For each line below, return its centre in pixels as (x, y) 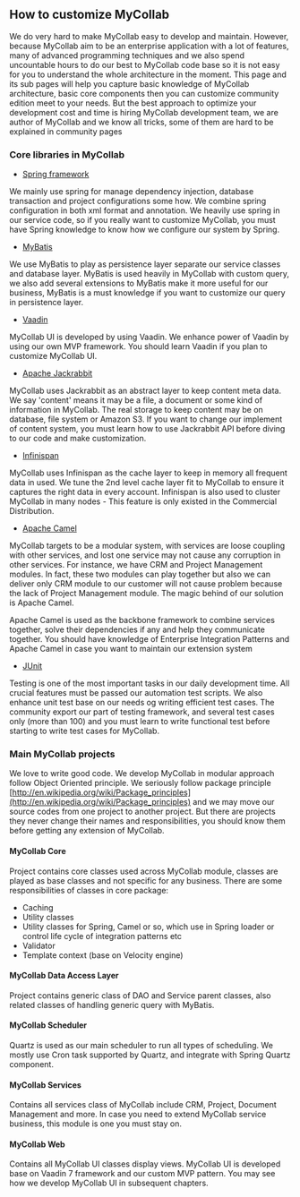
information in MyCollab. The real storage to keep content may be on (137, 410)
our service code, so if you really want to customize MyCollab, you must (142, 220)
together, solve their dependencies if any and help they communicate (137, 629)
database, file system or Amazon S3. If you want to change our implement (146, 419)
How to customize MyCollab (90, 15)
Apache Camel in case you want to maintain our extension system (131, 649)
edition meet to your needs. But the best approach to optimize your (133, 103)
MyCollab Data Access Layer (64, 976)
